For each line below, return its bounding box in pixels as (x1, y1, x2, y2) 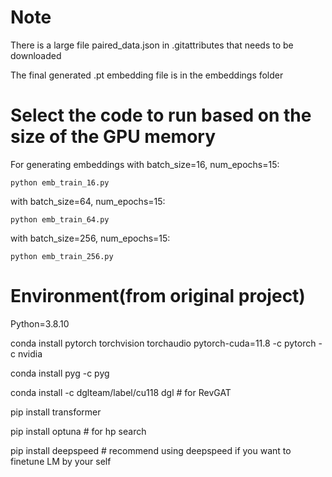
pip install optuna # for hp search (10, 425, 147, 437)
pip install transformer (10, 406, 102, 418)
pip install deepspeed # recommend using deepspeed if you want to (10, 444, 292, 456)
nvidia (17, 347, 43, 360)
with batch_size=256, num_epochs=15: (10, 232, 171, 244)
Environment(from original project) (10, 285, 306, 308)
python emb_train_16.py (10, 177, 110, 188)
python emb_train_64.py (10, 214, 110, 225)
